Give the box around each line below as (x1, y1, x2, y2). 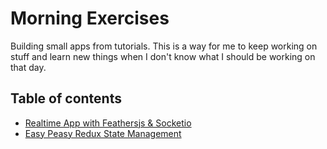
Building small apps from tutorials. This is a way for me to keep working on (10, 40, 318, 52)
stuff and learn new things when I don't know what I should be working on (10, 50, 316, 62)
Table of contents (10, 90, 122, 107)
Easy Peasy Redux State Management (24, 127, 182, 139)
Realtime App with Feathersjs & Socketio (24, 117, 192, 129)
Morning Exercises (10, 7, 170, 30)
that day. (10, 61, 47, 73)
